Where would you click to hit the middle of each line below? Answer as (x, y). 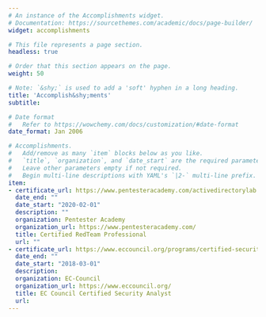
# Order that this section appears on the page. (90, 67)
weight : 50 (26, 74)
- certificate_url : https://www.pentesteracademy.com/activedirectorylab (133, 190)
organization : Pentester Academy (70, 220)
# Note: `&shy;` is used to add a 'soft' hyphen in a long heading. (123, 88)
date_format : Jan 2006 (46, 132)
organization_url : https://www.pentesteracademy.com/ (106, 227)
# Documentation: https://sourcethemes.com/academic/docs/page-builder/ (131, 23)
